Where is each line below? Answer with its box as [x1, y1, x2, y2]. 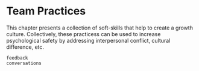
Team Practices [6, 4, 86, 18]
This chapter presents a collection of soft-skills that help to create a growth [6, 24, 193, 31]
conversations [6, 60, 42, 66]
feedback [6, 55, 28, 61]
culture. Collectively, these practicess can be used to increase [6, 30, 161, 37]
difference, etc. [6, 43, 44, 51]
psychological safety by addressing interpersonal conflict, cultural [6, 37, 171, 44]
